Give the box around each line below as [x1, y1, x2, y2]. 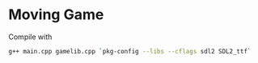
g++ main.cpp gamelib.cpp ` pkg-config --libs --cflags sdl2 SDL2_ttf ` [8, 47, 252, 55]
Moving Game [8, 6, 104, 24]
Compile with [8, 32, 53, 41]
